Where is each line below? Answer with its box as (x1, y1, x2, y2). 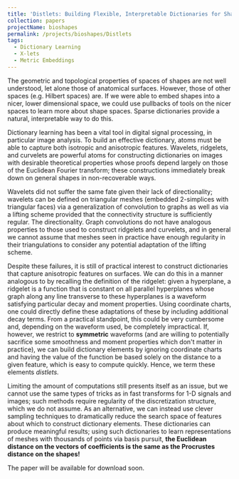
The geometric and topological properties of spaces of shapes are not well (7, 76, 226, 85)
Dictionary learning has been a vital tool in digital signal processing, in (7, 128, 212, 136)
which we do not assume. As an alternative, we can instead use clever (7, 404, 213, 413)
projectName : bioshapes (7, 24, 78, 31)
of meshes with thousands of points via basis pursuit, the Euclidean (7, 434, 207, 443)
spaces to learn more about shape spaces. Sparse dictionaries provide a (7, 106, 221, 115)
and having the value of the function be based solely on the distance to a (7, 352, 222, 361)
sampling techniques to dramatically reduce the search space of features (7, 411, 222, 421)
